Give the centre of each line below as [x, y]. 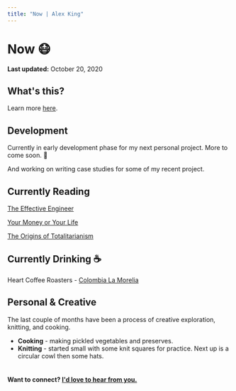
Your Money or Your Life [43, 222]
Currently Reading [49, 192]
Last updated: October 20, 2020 [55, 69]
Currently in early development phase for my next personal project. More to [118, 148]
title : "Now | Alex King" [45, 14]
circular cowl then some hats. [61, 355]
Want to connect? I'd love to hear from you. [72, 380]
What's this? [36, 91]
